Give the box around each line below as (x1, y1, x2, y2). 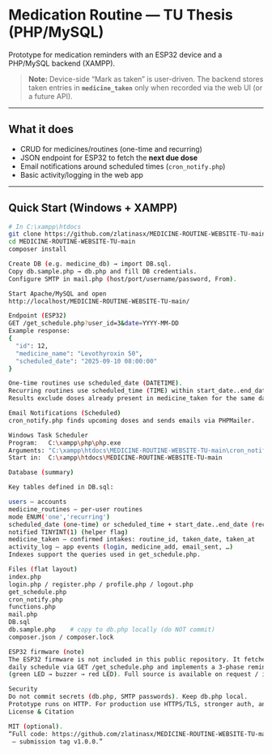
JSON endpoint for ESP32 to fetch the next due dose (19, 153, 198, 162)
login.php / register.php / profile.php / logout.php (8, 580, 194, 588)
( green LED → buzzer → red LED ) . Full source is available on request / (8, 670, 259, 679)
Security (8, 685, 38, 693)
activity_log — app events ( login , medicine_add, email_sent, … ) (8, 543, 233, 551)
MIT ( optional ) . (8, 722, 63, 730)
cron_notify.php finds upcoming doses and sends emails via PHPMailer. (8, 416, 255, 424)
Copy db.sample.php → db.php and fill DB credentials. (8, 267, 198, 275)
